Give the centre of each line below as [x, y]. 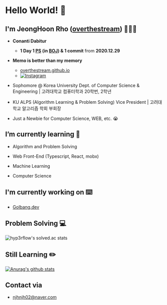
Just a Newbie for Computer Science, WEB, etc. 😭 [65, 118]
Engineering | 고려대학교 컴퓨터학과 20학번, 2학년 [62, 91]
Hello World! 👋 [36, 10]
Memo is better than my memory [47, 60]
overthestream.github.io [45, 70]
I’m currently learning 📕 [43, 134]
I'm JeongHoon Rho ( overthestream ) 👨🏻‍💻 [71, 29]
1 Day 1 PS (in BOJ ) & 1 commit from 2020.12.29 [70, 51]
